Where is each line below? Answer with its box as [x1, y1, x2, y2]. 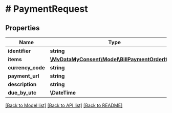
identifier [8, 47, 31, 54]
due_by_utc [8, 89, 37, 96]
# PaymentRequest [5, 3, 88, 15]
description [8, 81, 37, 88]
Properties [5, 24, 40, 32]
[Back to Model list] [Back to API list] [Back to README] [5, 102, 123, 108]
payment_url [8, 72, 39, 80]
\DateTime [50, 89, 76, 96]
